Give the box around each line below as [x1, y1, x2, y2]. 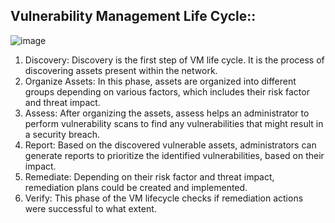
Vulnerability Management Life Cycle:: [10, 8, 257, 25]
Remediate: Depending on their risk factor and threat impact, [24, 170, 275, 183]
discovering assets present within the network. [24, 64, 218, 76]
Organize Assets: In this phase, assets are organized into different [24, 75, 297, 87]
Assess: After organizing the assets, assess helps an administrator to [24, 107, 310, 119]
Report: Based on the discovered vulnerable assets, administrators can [24, 139, 317, 151]
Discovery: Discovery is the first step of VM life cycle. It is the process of [24, 54, 325, 66]
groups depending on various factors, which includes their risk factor [24, 85, 310, 98]
